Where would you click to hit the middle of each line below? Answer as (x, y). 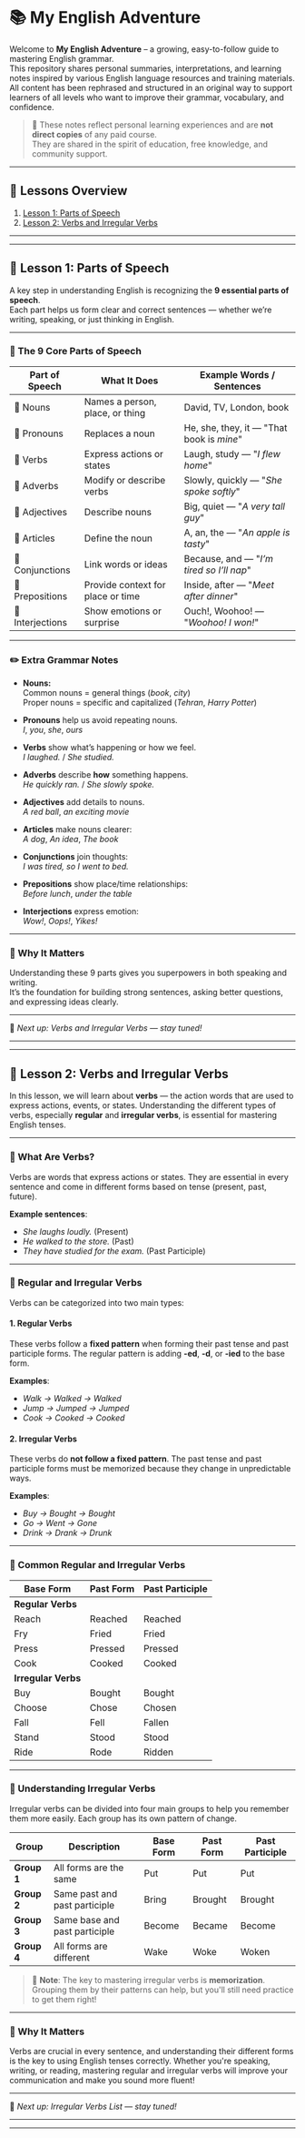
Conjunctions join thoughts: (75, 857)
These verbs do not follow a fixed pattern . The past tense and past (136, 1459)
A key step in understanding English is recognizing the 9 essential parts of (149, 290)
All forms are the (89, 1868)
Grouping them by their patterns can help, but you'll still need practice (162, 1990)
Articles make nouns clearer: (77, 830)
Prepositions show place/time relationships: (105, 884)
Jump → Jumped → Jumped (76, 1409)
